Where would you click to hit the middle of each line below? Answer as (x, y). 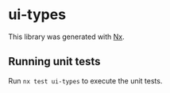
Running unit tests (54, 62)
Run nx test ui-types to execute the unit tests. (85, 80)
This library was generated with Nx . (66, 37)
